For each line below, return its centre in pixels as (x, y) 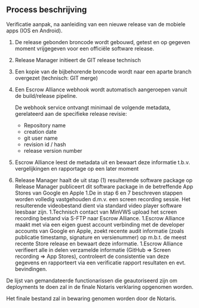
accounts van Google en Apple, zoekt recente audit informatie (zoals (99, 231)
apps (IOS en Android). (34, 30)
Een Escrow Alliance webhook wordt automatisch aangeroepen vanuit (101, 90)
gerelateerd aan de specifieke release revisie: (71, 113)
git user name (41, 138)
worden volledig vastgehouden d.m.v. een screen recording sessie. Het (102, 199)
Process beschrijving (47, 10)
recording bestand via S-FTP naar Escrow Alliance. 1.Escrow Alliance (100, 218)
